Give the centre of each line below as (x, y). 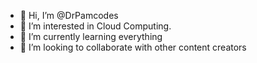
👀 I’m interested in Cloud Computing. (95, 26)
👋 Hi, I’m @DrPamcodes (69, 15)
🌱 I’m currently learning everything (91, 36)
